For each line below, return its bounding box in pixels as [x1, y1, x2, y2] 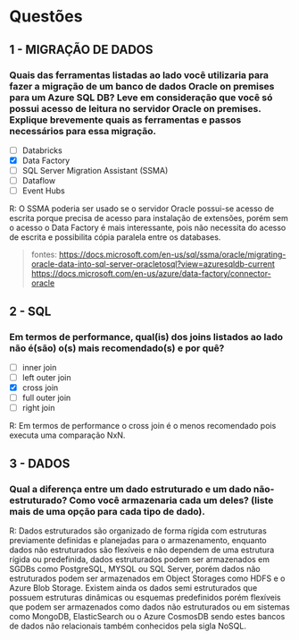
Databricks [21, 145, 62, 156]
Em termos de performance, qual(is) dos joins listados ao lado [9, 330, 284, 343]
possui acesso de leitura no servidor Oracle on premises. [9, 102, 262, 115]
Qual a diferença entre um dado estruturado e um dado [9, 482, 252, 495]
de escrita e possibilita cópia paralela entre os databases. [9, 232, 221, 243]
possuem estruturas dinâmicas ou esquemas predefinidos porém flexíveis [9, 592, 281, 602]
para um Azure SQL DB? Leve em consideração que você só [9, 91, 273, 104]
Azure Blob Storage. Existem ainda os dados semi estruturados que [9, 582, 258, 593]
